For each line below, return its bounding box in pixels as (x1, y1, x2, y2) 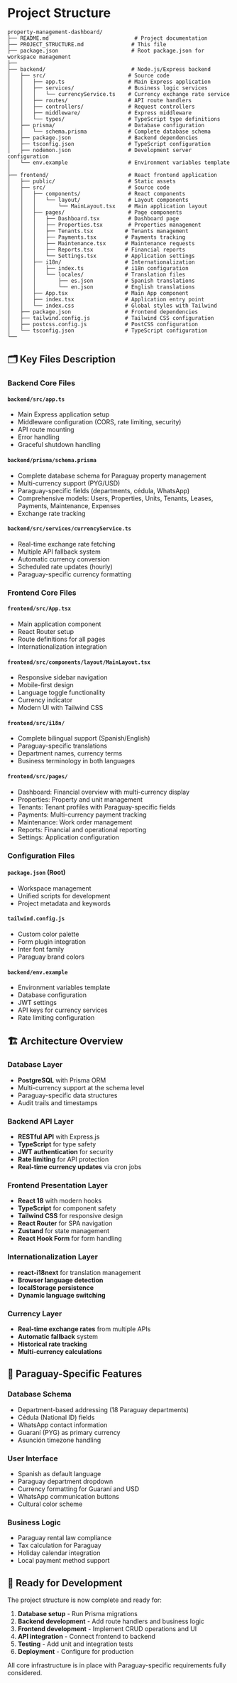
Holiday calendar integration (17, 1549, 101, 1557)
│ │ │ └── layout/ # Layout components (7, 196, 189, 203)
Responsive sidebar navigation (17, 673, 108, 682)
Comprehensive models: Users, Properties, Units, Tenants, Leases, (17, 494, 214, 502)
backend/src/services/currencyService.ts (7, 525, 132, 532)
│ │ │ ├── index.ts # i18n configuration (7, 264, 189, 271)
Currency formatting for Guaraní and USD (17, 1484, 140, 1493)
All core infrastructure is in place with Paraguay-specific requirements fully (7, 1661, 226, 1669)
